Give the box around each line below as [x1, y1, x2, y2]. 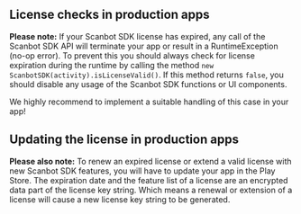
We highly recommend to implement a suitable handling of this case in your [9, 96, 289, 107]
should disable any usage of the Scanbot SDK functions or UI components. [9, 78, 287, 89]
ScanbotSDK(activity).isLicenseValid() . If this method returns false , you [9, 69, 284, 80]
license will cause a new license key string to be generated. [9, 193, 231, 205]
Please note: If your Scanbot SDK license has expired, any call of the [9, 31, 266, 41]
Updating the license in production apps [9, 132, 239, 147]
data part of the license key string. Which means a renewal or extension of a [9, 184, 293, 195]
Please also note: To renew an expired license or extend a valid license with [9, 156, 292, 166]
